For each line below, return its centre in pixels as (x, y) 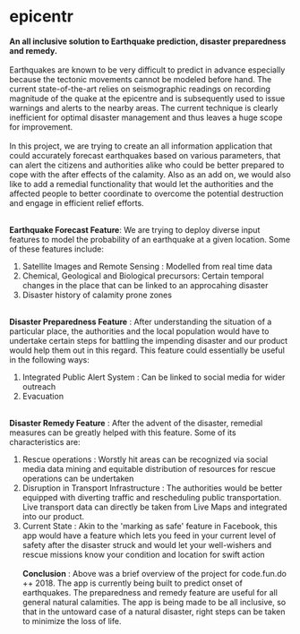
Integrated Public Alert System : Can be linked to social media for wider (154, 377)
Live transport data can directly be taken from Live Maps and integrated (155, 507)
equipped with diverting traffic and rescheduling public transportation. (152, 497)
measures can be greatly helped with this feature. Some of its (123, 433)
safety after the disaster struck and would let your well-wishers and (147, 544)
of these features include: (57, 249)
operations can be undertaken (78, 478)
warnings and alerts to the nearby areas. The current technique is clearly (144, 107)
